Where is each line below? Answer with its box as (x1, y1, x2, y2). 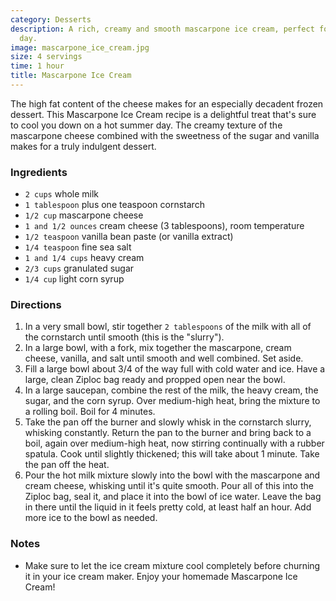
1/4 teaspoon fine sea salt (24, 241, 132, 253)
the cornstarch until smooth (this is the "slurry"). (24, 331, 225, 343)
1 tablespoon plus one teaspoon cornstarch (24, 199, 205, 211)
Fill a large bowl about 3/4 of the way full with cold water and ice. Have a (24, 363, 326, 375)
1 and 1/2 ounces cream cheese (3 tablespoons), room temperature (24, 220, 305, 232)
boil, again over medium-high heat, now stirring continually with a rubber (24, 437, 325, 450)
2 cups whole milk (24, 188, 100, 200)
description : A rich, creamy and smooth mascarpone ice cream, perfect (10, 24, 315, 34)
